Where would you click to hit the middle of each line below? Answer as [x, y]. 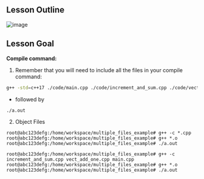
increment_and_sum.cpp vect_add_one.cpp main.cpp [70, 160]
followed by [29, 99]
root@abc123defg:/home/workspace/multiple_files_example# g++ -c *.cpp [99, 133]
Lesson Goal [30, 44]
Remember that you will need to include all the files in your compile [99, 70]
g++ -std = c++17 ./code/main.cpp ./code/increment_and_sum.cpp [87, 87]
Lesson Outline [36, 10]
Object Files [30, 122]
